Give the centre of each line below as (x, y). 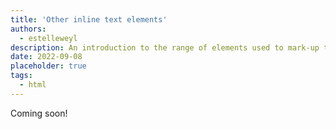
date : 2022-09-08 (46, 57)
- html (33, 85)
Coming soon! (39, 113)
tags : (21, 76)
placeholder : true (48, 66)
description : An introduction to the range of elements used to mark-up (165, 47)
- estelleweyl (48, 38)
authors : (28, 29)
